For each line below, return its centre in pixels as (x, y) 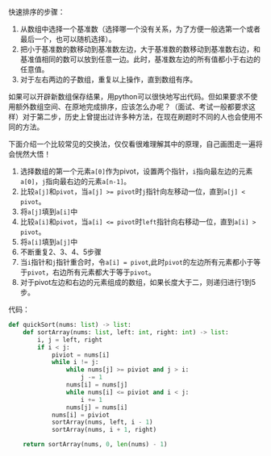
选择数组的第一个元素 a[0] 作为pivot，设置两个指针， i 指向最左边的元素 (136, 171)
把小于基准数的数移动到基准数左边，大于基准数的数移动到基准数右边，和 (140, 49)
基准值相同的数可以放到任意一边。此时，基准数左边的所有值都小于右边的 (140, 59)
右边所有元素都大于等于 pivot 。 (104, 272)
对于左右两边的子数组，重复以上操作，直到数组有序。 (108, 79)
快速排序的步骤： (37, 12)
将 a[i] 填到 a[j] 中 (49, 242)
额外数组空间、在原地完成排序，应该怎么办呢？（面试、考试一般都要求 (131, 107)
